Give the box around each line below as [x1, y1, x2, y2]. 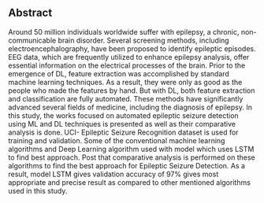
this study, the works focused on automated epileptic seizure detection [8, 110, 239, 120]
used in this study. [8, 186, 68, 195]
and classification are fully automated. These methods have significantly [8, 94, 244, 103]
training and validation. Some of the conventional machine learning [8, 135, 225, 145]
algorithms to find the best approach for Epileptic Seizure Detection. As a [8, 161, 246, 170]
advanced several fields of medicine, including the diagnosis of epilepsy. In [8, 102, 252, 112]
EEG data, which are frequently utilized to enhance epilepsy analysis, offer [8, 52, 250, 61]
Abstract [8, 6, 53, 20]
